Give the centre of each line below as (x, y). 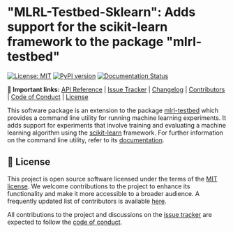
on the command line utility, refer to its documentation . (86, 140)
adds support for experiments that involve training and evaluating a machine (117, 125)
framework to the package (85, 42)
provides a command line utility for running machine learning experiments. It (117, 118)
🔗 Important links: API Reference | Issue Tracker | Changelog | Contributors (116, 89)
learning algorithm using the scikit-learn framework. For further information (115, 133)
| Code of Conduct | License (48, 97)
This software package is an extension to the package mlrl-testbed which (113, 110)
